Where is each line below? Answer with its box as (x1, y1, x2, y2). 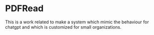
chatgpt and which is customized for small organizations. (5, 24, 122, 30)
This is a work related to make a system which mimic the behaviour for (5, 19, 150, 25)
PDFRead (5, 3, 44, 14)
